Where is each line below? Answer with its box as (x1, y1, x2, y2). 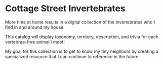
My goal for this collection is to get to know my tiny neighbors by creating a (5, 48, 159, 54)
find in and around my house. (5, 24, 65, 30)
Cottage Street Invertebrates (5, 3, 125, 14)
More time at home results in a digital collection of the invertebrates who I (5, 19, 155, 25)
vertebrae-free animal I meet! (5, 39, 65, 44)
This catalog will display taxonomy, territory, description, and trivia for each (5, 34, 159, 40)
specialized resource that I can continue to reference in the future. (5, 53, 140, 59)
